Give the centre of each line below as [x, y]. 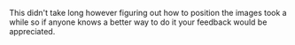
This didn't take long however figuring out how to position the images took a [148, 13]
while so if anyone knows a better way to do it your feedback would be [138, 22]
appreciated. [32, 31]
